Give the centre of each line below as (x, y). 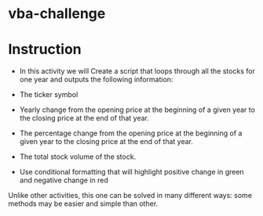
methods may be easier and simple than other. (83, 203)
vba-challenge (57, 14)
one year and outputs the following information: (96, 80)
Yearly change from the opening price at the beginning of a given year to (137, 110)
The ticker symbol (49, 95)
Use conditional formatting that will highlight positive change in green (132, 172)
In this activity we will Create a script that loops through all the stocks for (137, 71)
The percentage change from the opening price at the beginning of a (131, 133)
